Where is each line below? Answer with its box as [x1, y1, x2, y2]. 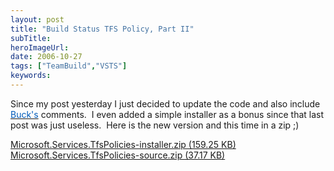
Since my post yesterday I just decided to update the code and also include [10, 97, 321, 110]
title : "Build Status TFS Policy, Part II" [10, 24, 195, 34]
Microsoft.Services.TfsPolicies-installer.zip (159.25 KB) [10, 138, 237, 150]
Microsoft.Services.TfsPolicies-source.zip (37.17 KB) [10, 149, 226, 161]
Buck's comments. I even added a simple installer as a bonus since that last [10, 108, 325, 120]
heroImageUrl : [10, 42, 70, 53]
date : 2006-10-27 [10, 52, 83, 62]
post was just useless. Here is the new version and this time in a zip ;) [10, 119, 300, 131]
